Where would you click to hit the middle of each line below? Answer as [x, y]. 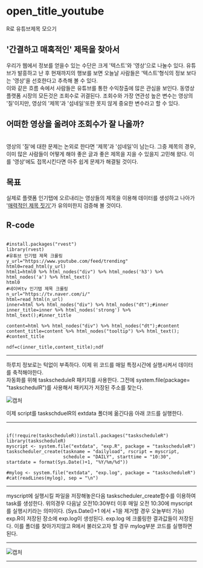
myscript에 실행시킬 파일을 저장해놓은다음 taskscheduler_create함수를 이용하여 [101, 496]
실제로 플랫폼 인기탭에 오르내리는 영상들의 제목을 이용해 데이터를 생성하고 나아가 [101, 198]
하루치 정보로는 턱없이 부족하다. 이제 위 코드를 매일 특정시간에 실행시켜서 [92, 365]
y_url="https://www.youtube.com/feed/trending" [67, 262]
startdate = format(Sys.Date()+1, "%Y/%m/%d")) [67, 462]
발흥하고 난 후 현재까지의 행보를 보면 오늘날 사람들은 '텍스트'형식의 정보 [101, 73]
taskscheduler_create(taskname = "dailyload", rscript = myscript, [93, 452]
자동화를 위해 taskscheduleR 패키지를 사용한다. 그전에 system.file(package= [98, 380]
